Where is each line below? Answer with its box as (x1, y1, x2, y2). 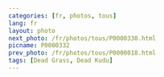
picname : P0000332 (8, 42, 70, 50)
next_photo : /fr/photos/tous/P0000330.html (8, 34, 157, 43)
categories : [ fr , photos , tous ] (8, 11, 117, 20)
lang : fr (8, 19, 38, 27)
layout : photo (8, 26, 56, 34)
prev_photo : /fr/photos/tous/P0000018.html (8, 49, 157, 57)
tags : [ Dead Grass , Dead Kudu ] (8, 57, 113, 65)
